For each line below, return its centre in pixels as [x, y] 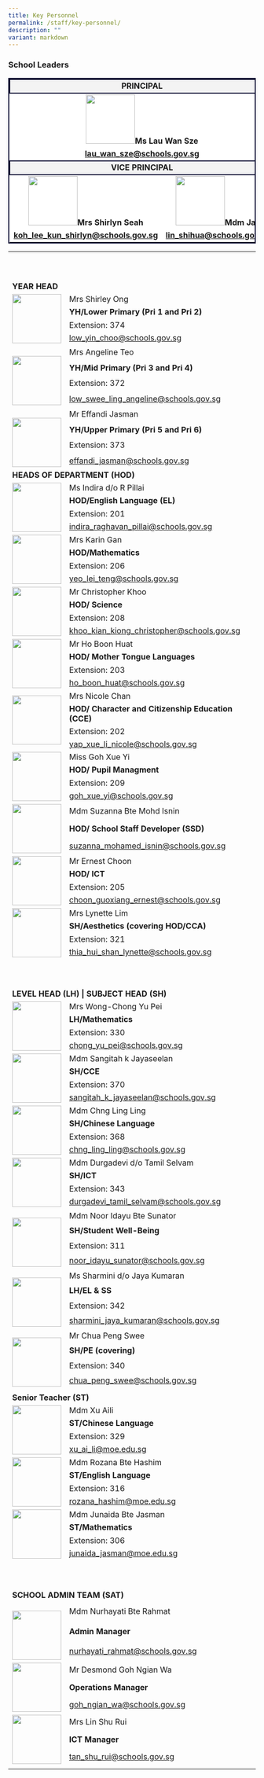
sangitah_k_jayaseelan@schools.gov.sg [143, 1097]
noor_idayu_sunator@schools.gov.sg [137, 1261]
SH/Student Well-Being [114, 1231]
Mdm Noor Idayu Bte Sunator [123, 1215]
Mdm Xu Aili [92, 1410]
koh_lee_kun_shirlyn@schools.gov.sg [86, 235]
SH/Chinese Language [112, 1123]
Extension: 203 [97, 670]
